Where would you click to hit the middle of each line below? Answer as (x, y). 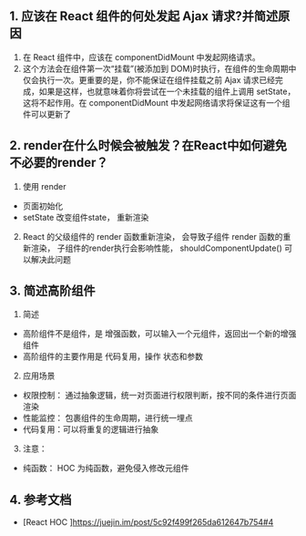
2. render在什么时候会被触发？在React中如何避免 (148, 145)
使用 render (44, 186)
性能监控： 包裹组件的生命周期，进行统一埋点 (107, 418)
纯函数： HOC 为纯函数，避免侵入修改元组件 (106, 469)
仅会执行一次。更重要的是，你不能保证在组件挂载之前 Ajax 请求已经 (149, 79)
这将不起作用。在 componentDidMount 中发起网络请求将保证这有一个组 (156, 102)
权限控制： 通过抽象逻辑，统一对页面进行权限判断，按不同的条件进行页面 (159, 396)
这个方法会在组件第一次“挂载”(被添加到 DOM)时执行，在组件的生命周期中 (159, 68)
